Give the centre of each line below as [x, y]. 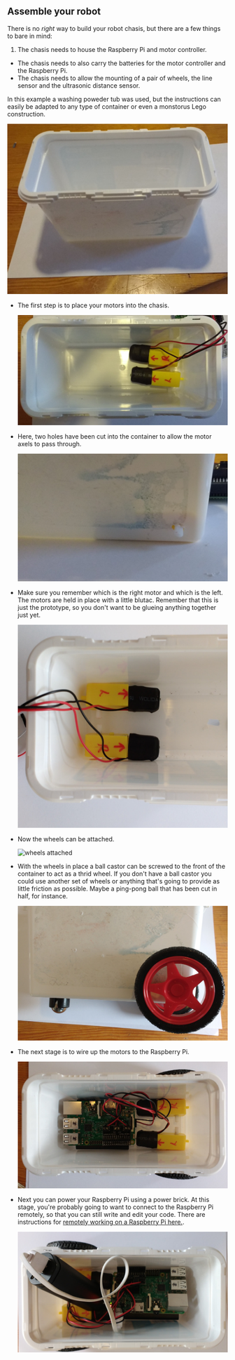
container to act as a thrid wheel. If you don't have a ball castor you [114, 874]
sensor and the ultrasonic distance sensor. [79, 85]
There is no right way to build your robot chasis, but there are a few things [114, 28]
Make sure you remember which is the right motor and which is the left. [120, 592]
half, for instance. [43, 896]
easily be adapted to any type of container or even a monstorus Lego [107, 106]
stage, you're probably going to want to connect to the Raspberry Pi [115, 1207]
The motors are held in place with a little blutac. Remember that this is [118, 600]
